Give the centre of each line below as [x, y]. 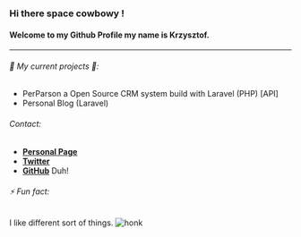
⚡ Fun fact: [30, 191]
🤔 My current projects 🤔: [54, 66]
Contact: [26, 123]
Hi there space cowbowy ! [67, 13]
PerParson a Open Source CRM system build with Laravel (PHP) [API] [150, 94]
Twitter [36, 161]
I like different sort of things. [61, 223]
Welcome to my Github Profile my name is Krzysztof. [109, 35]
